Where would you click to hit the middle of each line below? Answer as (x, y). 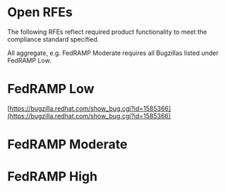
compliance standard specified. (53, 39)
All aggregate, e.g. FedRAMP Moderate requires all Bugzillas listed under (113, 53)
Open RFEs (40, 12)
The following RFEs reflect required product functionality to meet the (107, 32)
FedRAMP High (52, 177)
